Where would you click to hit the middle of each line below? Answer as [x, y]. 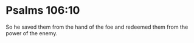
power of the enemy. [32, 33]
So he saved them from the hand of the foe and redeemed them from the [97, 27]
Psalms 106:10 [43, 10]
